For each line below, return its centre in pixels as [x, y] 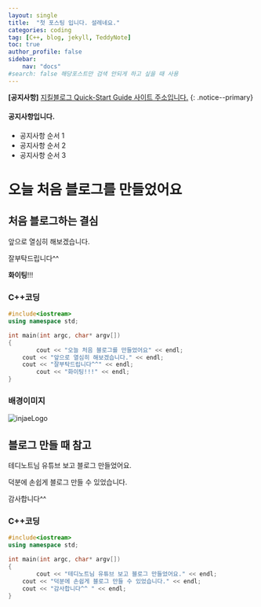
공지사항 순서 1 [42, 135]
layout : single [33, 15]
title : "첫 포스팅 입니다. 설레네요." [64, 23]
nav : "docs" [42, 67]
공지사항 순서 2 [43, 145]
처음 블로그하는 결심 [53, 221]
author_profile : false [45, 52]
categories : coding [40, 30]
